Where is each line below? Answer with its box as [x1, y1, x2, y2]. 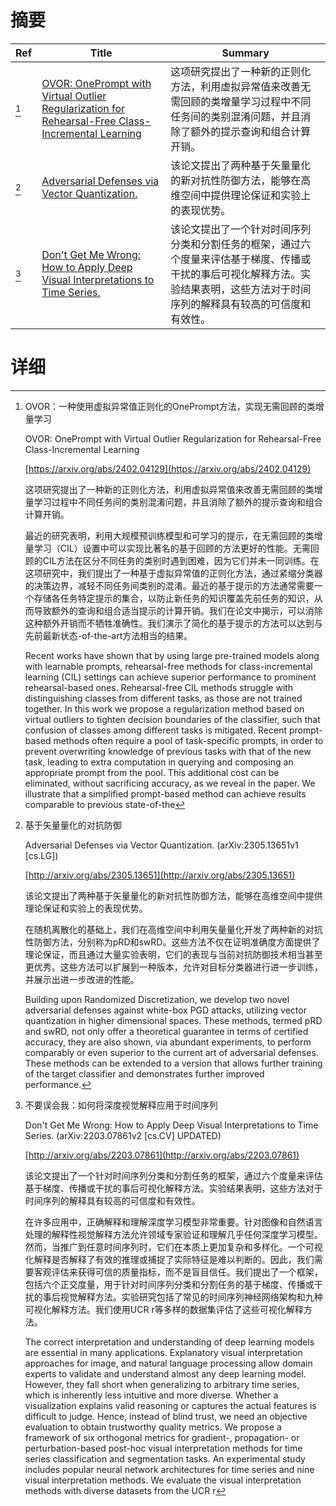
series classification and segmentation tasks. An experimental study [24, 1452, 306, 1465]
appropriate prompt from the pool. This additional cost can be [24, 766, 280, 778]
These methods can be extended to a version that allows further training [24, 1057, 323, 1069]
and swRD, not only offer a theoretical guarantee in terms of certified [24, 1025, 309, 1037]
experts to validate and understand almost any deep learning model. [24, 1367, 307, 1380]
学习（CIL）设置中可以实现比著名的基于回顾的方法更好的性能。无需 [33, 542, 311, 554]
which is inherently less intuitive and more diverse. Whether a [24, 1389, 279, 1401]
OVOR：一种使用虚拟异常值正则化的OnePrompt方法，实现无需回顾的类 [24, 400, 316, 412]
